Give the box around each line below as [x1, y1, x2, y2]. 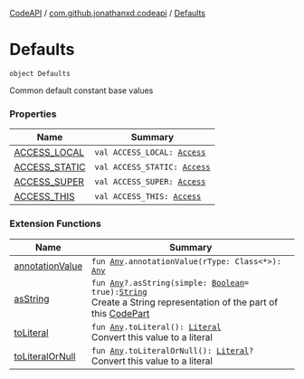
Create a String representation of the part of [91, 296, 279, 308]
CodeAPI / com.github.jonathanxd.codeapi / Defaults [9, 8, 206, 18]
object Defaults [9, 69, 71, 78]
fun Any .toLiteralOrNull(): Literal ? [91, 346, 254, 355]
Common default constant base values [9, 85, 154, 96]
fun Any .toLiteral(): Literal [91, 321, 222, 332]
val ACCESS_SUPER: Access [94, 176, 206, 187]
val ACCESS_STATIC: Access [94, 162, 211, 173]
